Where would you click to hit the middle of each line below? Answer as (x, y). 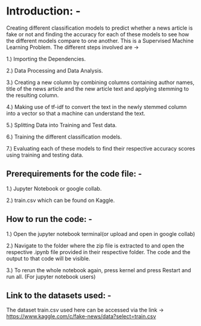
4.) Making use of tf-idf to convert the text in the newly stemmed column (97, 106)
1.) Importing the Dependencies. (46, 59)
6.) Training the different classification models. (64, 137)
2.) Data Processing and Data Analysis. (55, 70)
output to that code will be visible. (48, 258)
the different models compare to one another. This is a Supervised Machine (100, 41)
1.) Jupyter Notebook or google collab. (54, 188)
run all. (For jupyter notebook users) (51, 276)
